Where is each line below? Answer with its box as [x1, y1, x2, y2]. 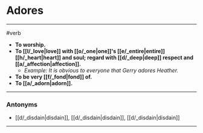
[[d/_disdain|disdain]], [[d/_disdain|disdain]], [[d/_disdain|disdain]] [14, 114, 180, 122]
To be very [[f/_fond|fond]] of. [14, 73, 92, 80]
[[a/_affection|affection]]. [14, 60, 82, 67]
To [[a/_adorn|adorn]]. [14, 79, 73, 86]
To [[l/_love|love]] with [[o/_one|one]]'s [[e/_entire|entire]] [14, 47, 165, 54]
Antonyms [6, 100, 38, 109]
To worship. [14, 41, 46, 48]
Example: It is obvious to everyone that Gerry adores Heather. [24, 66, 179, 74]
